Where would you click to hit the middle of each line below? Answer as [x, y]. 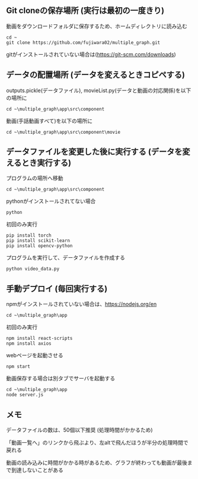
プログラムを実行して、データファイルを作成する [66, 258]
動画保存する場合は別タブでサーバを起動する [61, 379]
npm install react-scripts [39, 338]
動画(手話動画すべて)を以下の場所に [49, 121]
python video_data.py [33, 269]
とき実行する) [47, 163]
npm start [18, 367]
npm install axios [29, 344]
